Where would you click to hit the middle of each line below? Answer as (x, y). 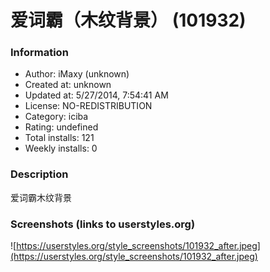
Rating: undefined (61, 127)
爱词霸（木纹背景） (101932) (128, 20)
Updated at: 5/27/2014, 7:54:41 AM (96, 95)
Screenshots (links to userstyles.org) (103, 224)
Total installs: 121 (59, 138)
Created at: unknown (68, 85)
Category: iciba (56, 117)
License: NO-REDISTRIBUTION (88, 106)
